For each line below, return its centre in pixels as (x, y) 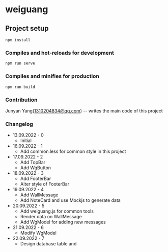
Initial (26, 141)
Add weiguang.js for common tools (57, 211)
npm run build (20, 87)
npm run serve (20, 63)
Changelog (19, 124)
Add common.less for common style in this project (73, 151)
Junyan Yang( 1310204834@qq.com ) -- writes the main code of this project (84, 110)
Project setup (27, 28)
